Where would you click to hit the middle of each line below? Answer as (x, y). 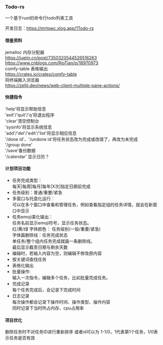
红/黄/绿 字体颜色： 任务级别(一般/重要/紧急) (56, 229)
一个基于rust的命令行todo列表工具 (39, 18)
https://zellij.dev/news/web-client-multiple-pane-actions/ (63, 85)
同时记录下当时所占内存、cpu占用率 (48, 308)
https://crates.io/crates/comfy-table (41, 74)
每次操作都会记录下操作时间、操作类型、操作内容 (61, 302)
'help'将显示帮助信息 (26, 109)
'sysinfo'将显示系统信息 (28, 127)
